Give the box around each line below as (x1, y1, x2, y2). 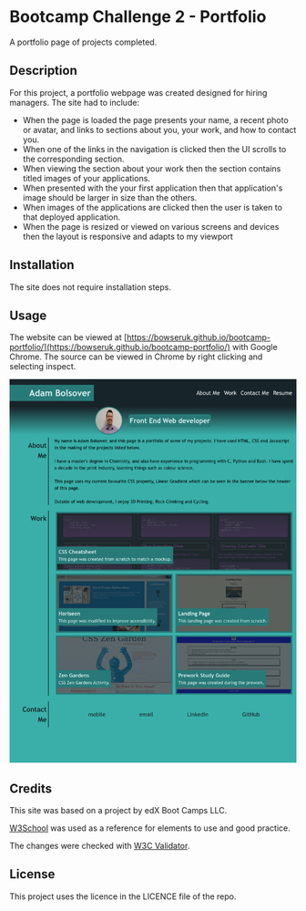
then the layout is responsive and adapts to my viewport (22, 231, 234, 242)
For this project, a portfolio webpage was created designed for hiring (9, 87, 268, 98)
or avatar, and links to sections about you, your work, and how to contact (22, 124, 297, 135)
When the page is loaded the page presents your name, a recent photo (22, 114, 289, 125)
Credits (9, 781, 53, 796)
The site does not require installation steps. (9, 281, 171, 293)
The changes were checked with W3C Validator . (9, 841, 190, 852)
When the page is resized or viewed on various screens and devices (22, 221, 280, 232)
